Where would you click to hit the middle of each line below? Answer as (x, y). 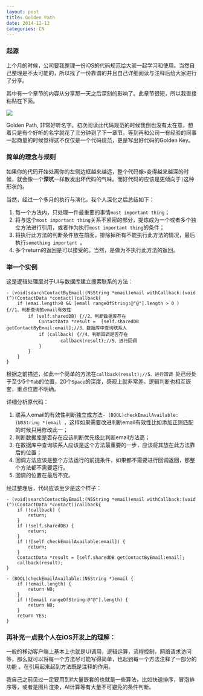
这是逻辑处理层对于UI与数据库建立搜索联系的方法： (70, 282)
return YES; (32, 616)
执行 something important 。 (50, 242)
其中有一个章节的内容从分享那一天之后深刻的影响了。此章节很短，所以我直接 (101, 93)
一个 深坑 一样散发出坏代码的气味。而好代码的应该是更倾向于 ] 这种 (113, 179)
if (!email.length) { (44, 584)
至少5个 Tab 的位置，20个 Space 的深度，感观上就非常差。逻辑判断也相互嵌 (101, 382)
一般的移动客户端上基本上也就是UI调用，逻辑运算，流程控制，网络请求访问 (99, 652)
